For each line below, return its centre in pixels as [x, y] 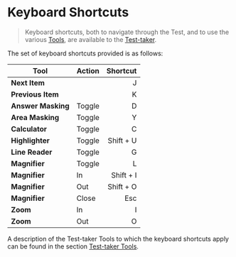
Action [88, 70]
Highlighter [30, 141]
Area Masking [35, 117]
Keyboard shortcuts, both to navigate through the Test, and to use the [127, 32]
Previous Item [35, 94]
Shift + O [122, 187]
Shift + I [124, 175]
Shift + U [122, 141]
